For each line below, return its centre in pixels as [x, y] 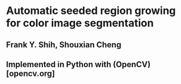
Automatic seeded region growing [91, 11]
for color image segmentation [80, 23]
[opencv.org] [31, 73]
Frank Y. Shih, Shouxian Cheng [64, 45]
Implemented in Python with [59, 64]
